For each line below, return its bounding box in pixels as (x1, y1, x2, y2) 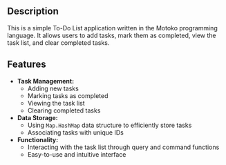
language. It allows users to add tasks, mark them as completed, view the (7, 31, 216, 39)
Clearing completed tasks (27, 106, 101, 115)
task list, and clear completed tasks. (7, 38, 110, 47)
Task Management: (17, 77, 75, 85)
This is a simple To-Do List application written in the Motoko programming (7, 23, 218, 32)
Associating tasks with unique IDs (27, 128, 124, 137)
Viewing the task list (27, 99, 85, 107)
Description (7, 6, 59, 17)
